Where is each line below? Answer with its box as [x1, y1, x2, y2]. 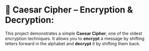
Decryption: [5, 14, 54, 25]
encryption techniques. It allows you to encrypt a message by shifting [5, 36, 145, 41]
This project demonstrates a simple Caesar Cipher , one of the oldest [5, 30, 142, 36]
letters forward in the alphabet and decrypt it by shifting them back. [5, 40, 140, 46]
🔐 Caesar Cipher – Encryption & [5, 4, 133, 15]
